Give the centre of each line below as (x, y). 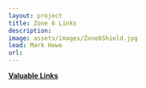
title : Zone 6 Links (43, 23)
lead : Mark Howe (35, 46)
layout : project (35, 16)
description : (30, 30)
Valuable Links (33, 76)
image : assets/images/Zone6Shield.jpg (73, 38)
